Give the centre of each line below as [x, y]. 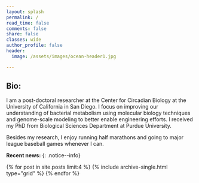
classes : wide [24, 40]
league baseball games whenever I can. [55, 144]
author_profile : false [34, 46]
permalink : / [22, 17]
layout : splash [25, 12]
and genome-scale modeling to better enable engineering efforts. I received [99, 119]
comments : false [26, 28]
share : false [22, 34]
